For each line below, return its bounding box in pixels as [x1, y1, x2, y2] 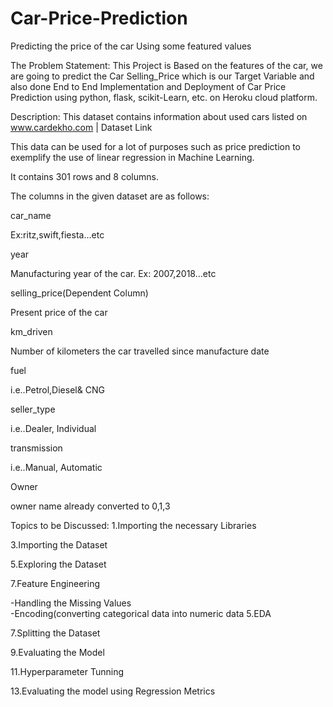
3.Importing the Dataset [10, 538, 108, 551]
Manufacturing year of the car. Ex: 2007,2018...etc [10, 267, 217, 279]
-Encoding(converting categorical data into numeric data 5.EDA [10, 607, 272, 619]
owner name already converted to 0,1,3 [10, 500, 171, 512]
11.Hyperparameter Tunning [10, 665, 125, 677]
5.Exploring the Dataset [10, 558, 107, 570]
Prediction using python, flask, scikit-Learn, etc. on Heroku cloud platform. [10, 91, 318, 103]
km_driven [10, 325, 53, 337]
